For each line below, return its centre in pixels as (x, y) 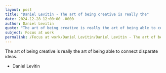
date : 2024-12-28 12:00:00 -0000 (40, 19)
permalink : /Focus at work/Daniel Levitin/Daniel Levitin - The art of (80, 37)
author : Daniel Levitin (30, 23)
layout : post (19, 10)
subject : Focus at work (30, 33)
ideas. (11, 56)
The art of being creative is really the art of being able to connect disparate (82, 51)
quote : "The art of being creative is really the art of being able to (80, 28)
